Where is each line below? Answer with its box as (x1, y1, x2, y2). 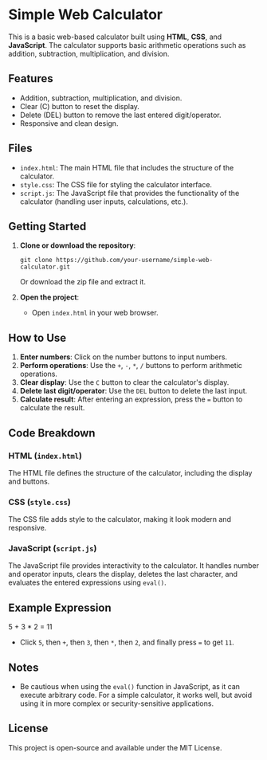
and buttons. (8, 476, 50, 486)
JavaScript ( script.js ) (8, 543, 97, 554)
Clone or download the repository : (19, 241, 136, 250)
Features (8, 72, 53, 85)
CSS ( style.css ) (8, 496, 72, 507)
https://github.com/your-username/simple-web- (55, 257, 214, 264)
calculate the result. (19, 403, 85, 413)
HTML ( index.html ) (8, 450, 82, 461)
